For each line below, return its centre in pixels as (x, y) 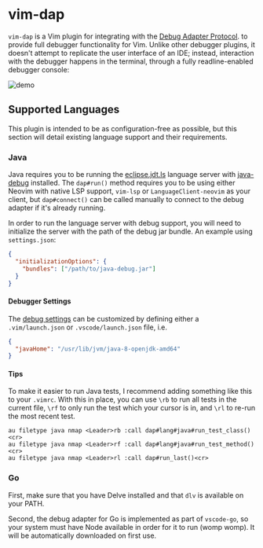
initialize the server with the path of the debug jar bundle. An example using (130, 232)
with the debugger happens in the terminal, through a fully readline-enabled (131, 61)
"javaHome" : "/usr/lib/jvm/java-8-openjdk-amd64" (98, 349)
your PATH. (26, 503)
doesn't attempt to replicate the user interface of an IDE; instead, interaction (131, 53)
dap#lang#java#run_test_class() (198, 431)
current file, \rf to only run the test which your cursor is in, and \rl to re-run (132, 408)
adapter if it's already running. (57, 208)
